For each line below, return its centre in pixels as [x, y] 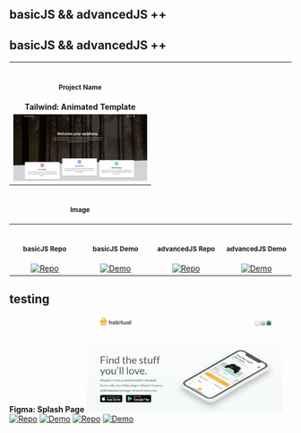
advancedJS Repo [186, 250]
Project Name [80, 87]
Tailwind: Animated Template [80, 106]
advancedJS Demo [256, 250]
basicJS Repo [45, 250]
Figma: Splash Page [47, 409]
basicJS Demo [116, 250]
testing [30, 299]
